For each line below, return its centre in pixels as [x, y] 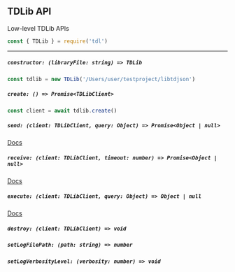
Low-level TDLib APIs [38, 28]
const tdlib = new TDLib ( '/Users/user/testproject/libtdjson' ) [101, 79]
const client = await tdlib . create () [62, 110]
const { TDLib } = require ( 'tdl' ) [58, 41]
